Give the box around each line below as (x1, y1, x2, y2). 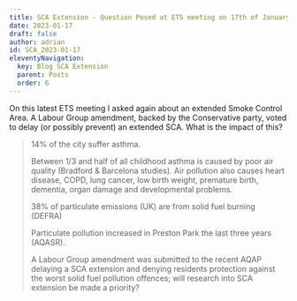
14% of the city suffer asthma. (30, 139, 141, 149)
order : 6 (17, 79, 49, 87)
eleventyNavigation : (9, 54, 86, 63)
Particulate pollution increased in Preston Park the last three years (30, 227, 272, 238)
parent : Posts (17, 71, 69, 79)
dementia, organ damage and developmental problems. (30, 184, 232, 194)
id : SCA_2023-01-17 (9, 46, 81, 55)
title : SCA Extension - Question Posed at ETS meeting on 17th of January (9, 12, 291, 22)
